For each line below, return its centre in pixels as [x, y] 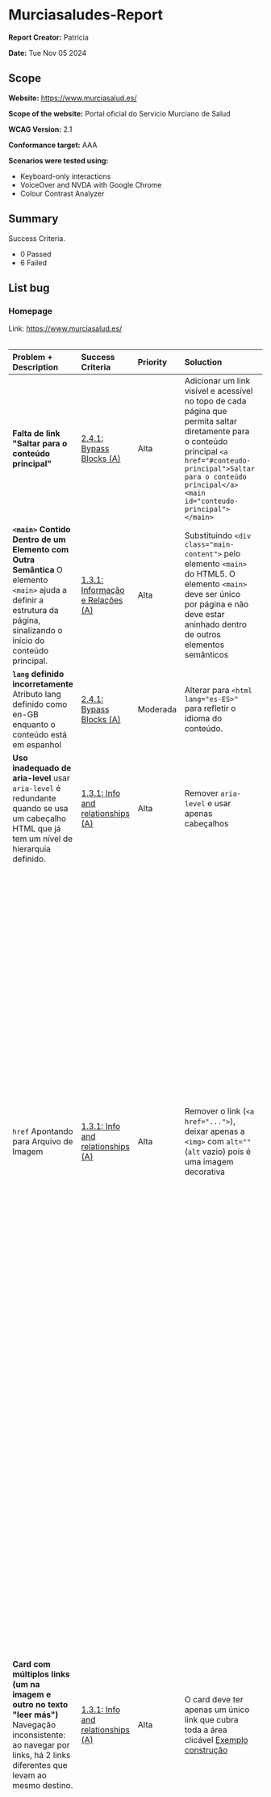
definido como [40, 704]
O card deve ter [214, 1699]
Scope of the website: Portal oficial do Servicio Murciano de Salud [120, 113]
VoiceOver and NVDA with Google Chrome [91, 184]
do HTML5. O [210, 574]
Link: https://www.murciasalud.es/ [65, 328]
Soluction [203, 362]
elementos [204, 645]
